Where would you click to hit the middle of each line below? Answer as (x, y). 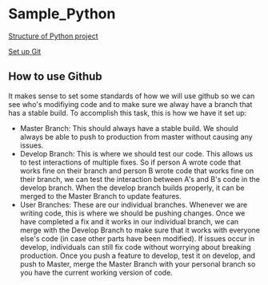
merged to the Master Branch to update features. (100, 196)
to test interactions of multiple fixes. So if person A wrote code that (130, 162)
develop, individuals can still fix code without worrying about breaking (136, 247)
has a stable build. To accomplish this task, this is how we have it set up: (128, 113)
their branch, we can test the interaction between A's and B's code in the (140, 179)
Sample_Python (62, 14)
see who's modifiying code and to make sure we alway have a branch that (130, 104)
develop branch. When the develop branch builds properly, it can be (132, 188)
